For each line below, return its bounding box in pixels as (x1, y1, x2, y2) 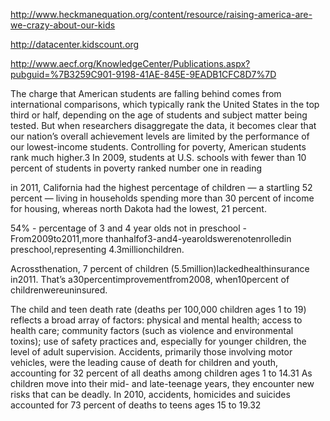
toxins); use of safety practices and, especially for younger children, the (10, 335, 307, 347)
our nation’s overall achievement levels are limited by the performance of (10, 130, 310, 142)
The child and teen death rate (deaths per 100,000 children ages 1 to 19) (10, 304, 307, 315)
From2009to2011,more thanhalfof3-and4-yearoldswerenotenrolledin (10, 233, 292, 244)
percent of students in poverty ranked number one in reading (10, 162, 263, 174)
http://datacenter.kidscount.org (10, 39, 140, 50)
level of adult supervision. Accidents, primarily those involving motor (10, 346, 293, 358)
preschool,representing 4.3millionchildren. (10, 244, 185, 255)
